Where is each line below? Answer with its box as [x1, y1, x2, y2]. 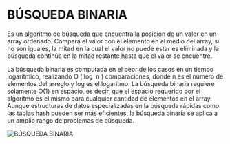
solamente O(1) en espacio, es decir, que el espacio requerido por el [7, 87, 201, 95]
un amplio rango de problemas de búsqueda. [7, 116, 135, 124]
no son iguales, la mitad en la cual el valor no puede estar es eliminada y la [7, 44, 219, 52]
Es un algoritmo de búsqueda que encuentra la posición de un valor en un [7, 30, 217, 38]
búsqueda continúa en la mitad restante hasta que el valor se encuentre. [7, 52, 213, 60]
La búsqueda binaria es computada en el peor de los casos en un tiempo [7, 65, 214, 73]
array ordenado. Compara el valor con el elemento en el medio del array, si [7, 37, 220, 45]
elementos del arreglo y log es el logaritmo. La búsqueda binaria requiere [7, 79, 215, 88]
